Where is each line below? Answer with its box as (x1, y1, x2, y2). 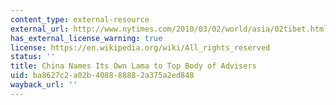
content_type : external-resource (10, 14, 150, 25)
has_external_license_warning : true (10, 33, 163, 43)
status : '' (10, 52, 56, 62)
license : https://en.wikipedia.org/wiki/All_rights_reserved (10, 42, 271, 53)
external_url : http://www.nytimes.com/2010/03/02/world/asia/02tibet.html (10, 24, 329, 34)
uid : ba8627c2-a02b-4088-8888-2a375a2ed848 (10, 71, 195, 81)
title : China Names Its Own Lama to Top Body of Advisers (10, 61, 257, 71)
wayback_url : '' (10, 80, 78, 90)
